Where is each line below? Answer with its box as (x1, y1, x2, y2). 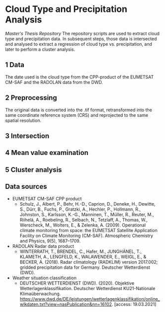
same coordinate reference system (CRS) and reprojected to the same (5, 112, 149, 118)
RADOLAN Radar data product (12, 243, 74, 249)
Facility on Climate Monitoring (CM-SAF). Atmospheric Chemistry (19, 233, 154, 238)
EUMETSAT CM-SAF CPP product (12, 195, 82, 202)
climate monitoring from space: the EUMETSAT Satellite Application (19, 227, 158, 233)
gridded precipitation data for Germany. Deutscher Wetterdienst (19, 264, 150, 270)
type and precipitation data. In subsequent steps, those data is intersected (5, 36, 157, 42)
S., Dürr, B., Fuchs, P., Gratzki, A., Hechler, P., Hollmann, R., (19, 206, 141, 212)
